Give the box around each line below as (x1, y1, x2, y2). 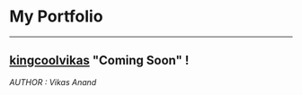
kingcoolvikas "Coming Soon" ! (9, 53, 190, 68)
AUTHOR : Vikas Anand (9, 76, 97, 87)
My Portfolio (9, 6, 103, 27)
